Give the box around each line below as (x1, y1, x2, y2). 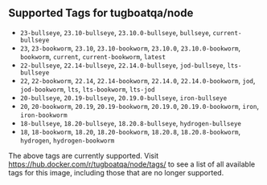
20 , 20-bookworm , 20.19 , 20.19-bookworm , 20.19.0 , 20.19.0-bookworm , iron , (19, 101, 260, 111)
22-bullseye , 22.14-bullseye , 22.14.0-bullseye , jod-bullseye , (19, 60, 226, 70)
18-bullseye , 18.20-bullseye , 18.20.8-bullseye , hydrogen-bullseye (19, 118, 241, 127)
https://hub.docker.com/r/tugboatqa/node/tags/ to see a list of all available (8, 159, 256, 169)
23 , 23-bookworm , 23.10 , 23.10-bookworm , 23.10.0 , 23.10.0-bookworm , (19, 43, 241, 53)
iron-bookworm (19, 111, 68, 119)
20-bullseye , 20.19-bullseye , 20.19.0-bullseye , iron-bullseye (19, 92, 228, 103)
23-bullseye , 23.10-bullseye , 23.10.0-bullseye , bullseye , (19, 27, 212, 37)
